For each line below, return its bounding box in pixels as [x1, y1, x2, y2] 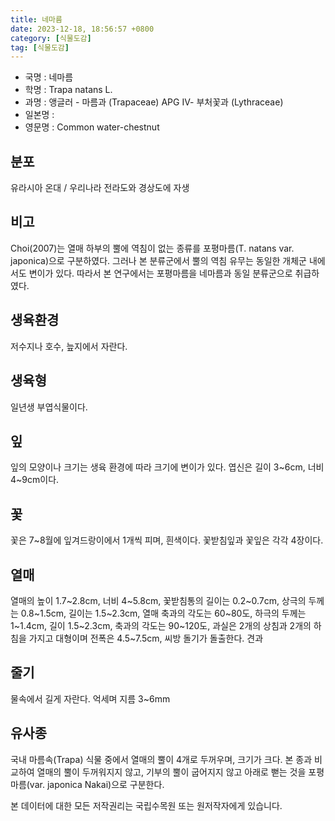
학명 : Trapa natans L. [24, 84, 113, 96]
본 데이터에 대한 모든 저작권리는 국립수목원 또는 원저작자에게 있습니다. [10, 799, 283, 811]
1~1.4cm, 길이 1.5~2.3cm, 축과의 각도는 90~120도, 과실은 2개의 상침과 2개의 [10, 619, 312, 631]
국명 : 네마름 [24, 71, 74, 83]
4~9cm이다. [10, 474, 60, 486]
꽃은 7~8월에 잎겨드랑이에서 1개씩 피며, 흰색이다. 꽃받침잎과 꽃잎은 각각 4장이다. [10, 534, 324, 546]
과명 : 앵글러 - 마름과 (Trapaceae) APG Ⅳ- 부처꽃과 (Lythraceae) [24, 96, 284, 108]
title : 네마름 [10, 14, 63, 25]
